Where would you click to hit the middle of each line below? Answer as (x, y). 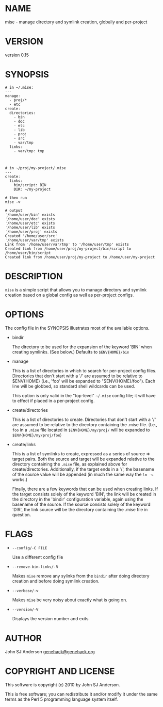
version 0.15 (17, 55)
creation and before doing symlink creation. (56, 581)
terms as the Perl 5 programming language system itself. (61, 699)
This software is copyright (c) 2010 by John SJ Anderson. (63, 685)
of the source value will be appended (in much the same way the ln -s (83, 474)
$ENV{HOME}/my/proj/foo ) (37, 435)
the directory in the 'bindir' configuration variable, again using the (78, 499)
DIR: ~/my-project (32, 189)
